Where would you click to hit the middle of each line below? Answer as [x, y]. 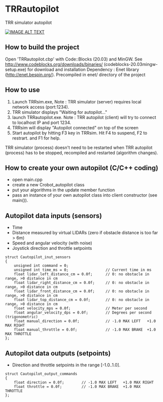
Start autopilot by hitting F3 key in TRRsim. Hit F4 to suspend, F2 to [80, 133]
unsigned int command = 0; [41, 266]
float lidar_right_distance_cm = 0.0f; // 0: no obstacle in [82, 283]
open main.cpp [27, 180]
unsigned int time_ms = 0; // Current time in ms [83, 270]
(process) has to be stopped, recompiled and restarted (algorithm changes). [82, 153]
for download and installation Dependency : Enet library [83, 69]
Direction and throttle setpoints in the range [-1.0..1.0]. [66, 365]
